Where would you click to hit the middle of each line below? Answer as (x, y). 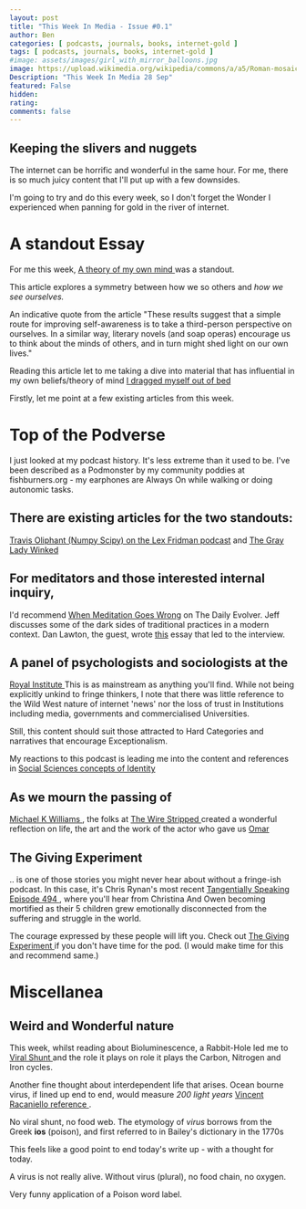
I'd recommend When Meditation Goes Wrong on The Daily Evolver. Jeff (145, 615)
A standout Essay (77, 244)
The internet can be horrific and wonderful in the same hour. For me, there (149, 171)
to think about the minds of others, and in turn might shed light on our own (149, 344)
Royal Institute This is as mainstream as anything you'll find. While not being (152, 684)
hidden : (24, 94)
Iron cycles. (31, 1067)
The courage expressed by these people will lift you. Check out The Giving (149, 936)
